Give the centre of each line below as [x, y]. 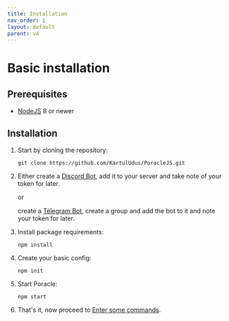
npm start [32, 297]
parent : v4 [23, 33]
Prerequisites [37, 94]
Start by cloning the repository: [62, 150]
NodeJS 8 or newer [46, 111]
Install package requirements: [61, 232]
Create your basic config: [54, 258]
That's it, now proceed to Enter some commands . [89, 310]
